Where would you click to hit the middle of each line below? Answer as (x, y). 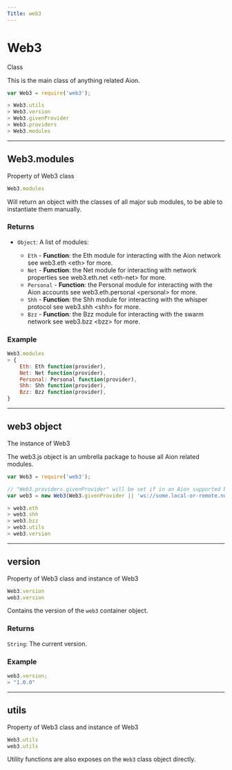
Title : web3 (24, 13)
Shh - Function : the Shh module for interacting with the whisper (118, 299)
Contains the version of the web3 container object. (78, 611)
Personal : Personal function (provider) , (78, 379)
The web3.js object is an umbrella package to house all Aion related (104, 456)
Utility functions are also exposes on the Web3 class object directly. (101, 759)
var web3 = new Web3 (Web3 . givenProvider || (71, 496)
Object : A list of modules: (53, 242)
